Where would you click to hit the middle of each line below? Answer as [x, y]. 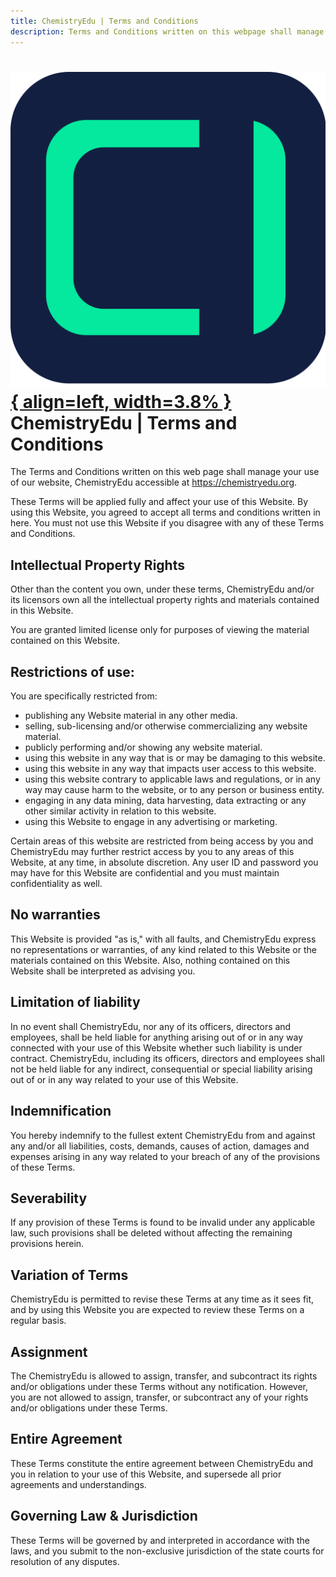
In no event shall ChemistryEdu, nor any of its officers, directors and [151, 1026]
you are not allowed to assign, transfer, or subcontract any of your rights [159, 1397]
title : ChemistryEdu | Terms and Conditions [104, 21]
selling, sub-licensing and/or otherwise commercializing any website [166, 726]
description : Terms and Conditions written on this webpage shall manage [167, 31]
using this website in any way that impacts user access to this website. [170, 769]
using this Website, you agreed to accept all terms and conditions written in [165, 512]
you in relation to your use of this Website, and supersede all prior [146, 1474]
